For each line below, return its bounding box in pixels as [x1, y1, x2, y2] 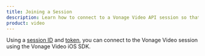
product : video [6, 20, 45, 26]
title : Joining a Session [6, 8, 72, 15]
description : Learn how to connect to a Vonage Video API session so [6, 14, 187, 20]
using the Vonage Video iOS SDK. [6, 43, 91, 50]
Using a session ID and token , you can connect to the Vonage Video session [6, 37, 198, 44]
